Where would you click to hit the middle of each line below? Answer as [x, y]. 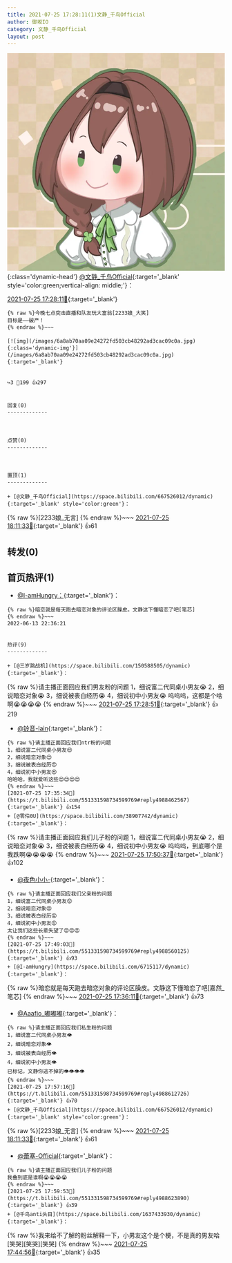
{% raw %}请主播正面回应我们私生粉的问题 [60, 1028]
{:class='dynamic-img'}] [43, 348]
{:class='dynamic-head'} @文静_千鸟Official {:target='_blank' [93, 277]
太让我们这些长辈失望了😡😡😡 [43, 931]
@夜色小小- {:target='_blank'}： [61, 880]
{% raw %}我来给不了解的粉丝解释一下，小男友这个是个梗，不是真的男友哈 [113, 1235]
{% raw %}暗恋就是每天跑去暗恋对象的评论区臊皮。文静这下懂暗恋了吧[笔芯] [101, 610]
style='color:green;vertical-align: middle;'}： [70, 285]
